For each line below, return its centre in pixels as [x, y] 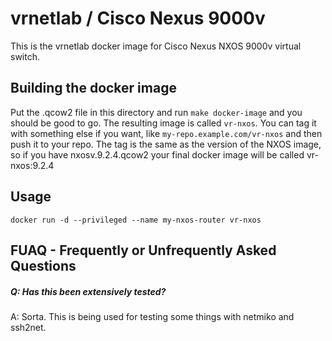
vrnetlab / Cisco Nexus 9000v [138, 18]
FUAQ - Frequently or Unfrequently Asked [143, 250]
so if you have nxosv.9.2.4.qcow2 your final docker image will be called [157, 154]
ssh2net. [28, 327]
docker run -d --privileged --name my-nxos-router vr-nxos [136, 220]
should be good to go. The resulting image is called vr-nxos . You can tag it [163, 123]
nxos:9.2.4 [32, 165]
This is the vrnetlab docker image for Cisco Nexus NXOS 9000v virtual [156, 46]
